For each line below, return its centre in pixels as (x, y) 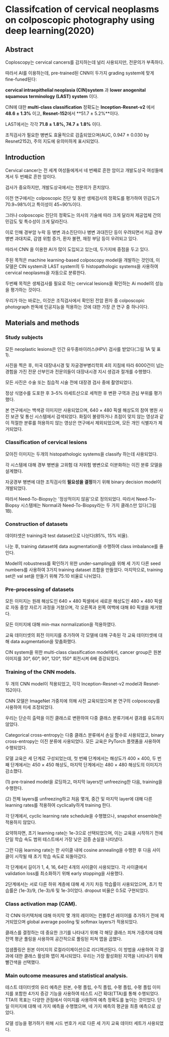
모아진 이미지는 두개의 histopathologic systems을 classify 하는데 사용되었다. (81, 454)
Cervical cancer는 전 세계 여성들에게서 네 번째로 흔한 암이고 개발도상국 (75, 170)
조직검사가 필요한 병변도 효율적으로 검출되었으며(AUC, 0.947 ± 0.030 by (77, 135)
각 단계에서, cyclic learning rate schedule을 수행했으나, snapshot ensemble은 (84, 816)
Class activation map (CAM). (41, 904)
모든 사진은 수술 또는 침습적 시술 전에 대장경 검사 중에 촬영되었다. (69, 382)
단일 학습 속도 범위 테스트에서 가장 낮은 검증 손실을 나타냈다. (64, 839)
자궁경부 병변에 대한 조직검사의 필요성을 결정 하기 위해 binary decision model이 (83, 482)
